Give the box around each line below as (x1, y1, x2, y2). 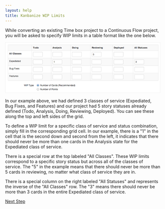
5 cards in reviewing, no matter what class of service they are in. (5, 169, 136, 175)
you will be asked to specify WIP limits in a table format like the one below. (5, 32, 156, 38)
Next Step (5, 199, 26, 205)
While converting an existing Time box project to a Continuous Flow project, (5, 27, 159, 33)
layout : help (5, 8, 32, 13)
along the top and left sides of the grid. (5, 113, 84, 120)
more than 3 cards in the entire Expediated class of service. (5, 189, 127, 195)
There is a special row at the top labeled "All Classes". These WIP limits (5, 154, 149, 159)
